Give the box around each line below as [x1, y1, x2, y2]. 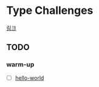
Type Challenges [6, 4, 94, 18]
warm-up [6, 60, 35, 69]
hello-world [15, 74, 44, 82]
